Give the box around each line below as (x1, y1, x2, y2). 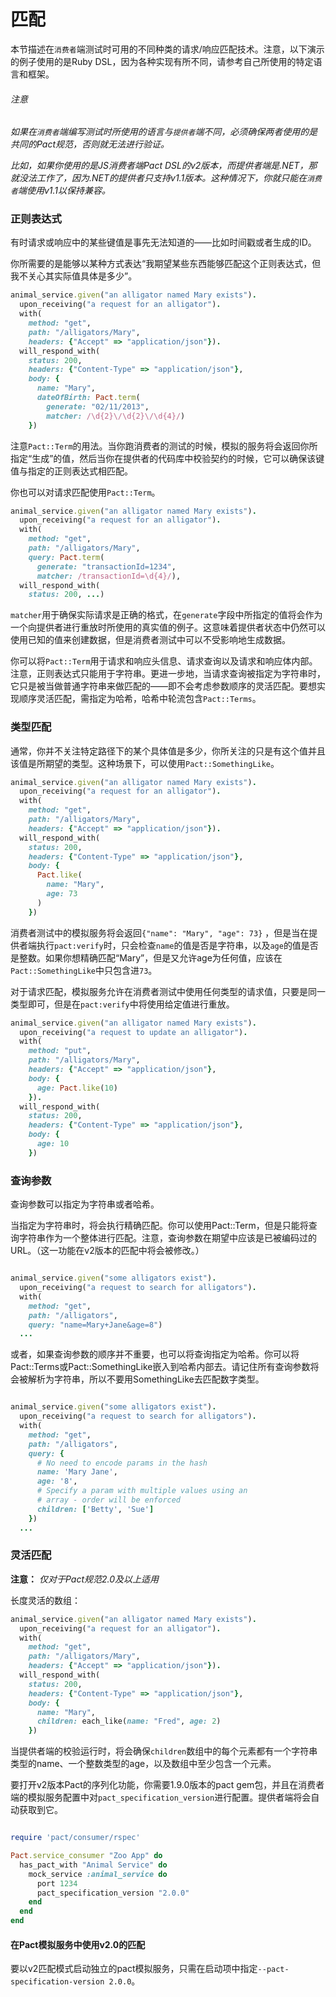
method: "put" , (28, 1046, 92, 1056)
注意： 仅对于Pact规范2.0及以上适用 (10, 1573, 160, 1585)
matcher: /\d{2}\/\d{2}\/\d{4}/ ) (46, 411, 186, 421)
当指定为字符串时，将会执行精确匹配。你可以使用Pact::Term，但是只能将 (10, 1220, 309, 1232)
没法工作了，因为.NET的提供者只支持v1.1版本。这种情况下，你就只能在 (18, 172, 308, 184)
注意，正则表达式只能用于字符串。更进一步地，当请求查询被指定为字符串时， (10, 668, 326, 680)
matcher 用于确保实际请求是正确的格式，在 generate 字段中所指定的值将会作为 (10, 609, 323, 621)
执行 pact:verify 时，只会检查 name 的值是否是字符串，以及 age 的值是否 (36, 939, 319, 951)
